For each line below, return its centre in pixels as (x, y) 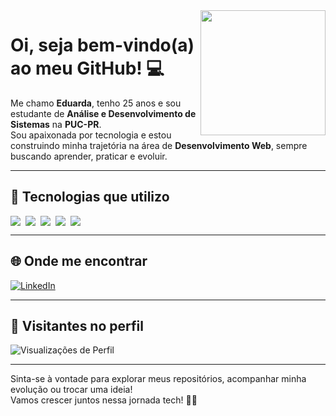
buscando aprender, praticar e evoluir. (89, 156)
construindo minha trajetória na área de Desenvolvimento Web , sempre (159, 145)
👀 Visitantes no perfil (77, 325)
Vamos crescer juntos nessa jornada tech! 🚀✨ (104, 400)
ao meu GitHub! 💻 (87, 68)
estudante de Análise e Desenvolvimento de (103, 113)
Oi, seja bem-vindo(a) (102, 45)
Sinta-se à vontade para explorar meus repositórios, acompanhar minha (158, 379)
